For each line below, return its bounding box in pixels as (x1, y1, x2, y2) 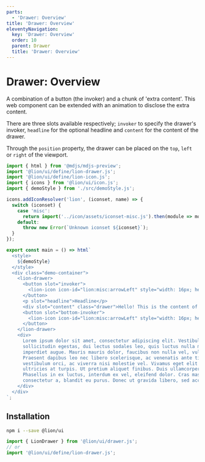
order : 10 (12, 37, 37, 43)
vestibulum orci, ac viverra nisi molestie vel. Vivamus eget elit (22, 360, 198, 366)
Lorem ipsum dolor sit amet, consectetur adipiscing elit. (22, 338, 176, 344)
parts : (6, 9, 23, 15)
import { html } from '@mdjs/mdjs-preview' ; (6, 163, 121, 169)
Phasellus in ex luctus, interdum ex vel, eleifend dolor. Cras (22, 372, 190, 378)
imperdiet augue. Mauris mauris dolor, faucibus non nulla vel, (22, 349, 190, 355)
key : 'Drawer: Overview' (12, 32, 75, 38)
